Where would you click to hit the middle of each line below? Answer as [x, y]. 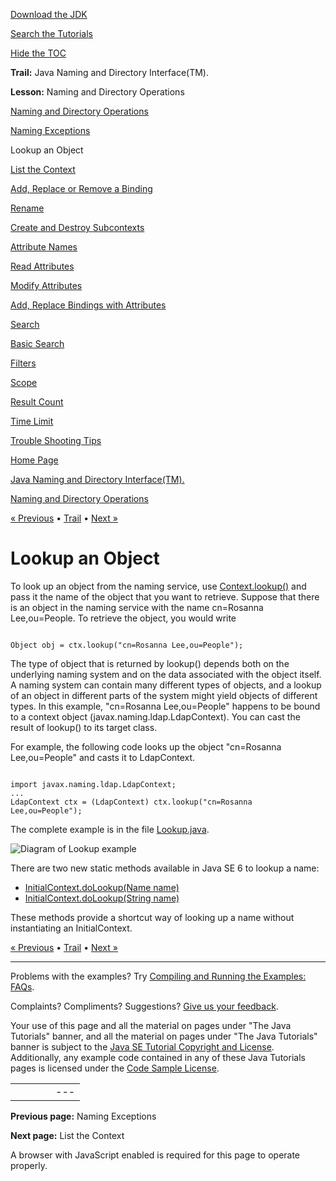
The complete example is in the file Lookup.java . [110, 829]
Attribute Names [44, 247]
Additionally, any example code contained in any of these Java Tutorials [158, 1057]
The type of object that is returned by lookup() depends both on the [150, 663]
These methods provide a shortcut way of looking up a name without [152, 917]
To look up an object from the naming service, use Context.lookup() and [158, 586]
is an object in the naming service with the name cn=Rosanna [137, 607]
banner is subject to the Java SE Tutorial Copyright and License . [142, 1046]
